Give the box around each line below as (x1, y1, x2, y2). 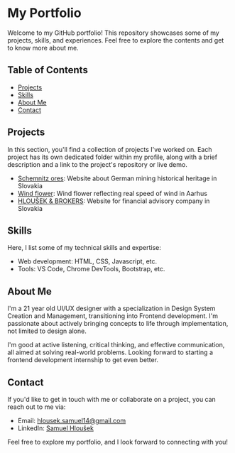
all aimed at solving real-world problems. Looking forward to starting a (7, 348, 213, 356)
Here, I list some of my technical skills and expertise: (7, 244, 162, 252)
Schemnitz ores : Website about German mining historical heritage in (17, 174, 217, 182)
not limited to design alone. (7, 327, 87, 335)
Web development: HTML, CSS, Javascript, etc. (17, 257, 158, 266)
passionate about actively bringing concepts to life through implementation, (7, 320, 229, 328)
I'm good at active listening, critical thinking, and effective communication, (7, 341, 225, 349)
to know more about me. (7, 43, 80, 52)
